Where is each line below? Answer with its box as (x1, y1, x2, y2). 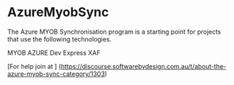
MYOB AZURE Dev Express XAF (7, 48, 101, 57)
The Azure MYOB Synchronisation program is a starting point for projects (7, 27, 221, 36)
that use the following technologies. (7, 34, 112, 43)
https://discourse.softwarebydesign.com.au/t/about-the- (60, 62, 227, 70)
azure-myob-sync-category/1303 (7, 70, 105, 78)
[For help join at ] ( (7, 62, 62, 70)
